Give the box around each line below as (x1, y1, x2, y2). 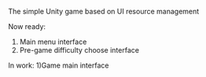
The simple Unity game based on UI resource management (8, 7, 200, 16)
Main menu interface (19, 37, 87, 46)
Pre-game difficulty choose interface (19, 46, 140, 54)
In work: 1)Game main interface (8, 60, 109, 70)
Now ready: (8, 22, 46, 31)
